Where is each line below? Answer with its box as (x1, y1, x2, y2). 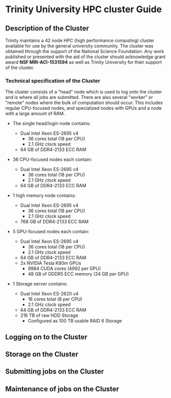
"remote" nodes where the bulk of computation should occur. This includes (5, 99, 163, 106)
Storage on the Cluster (5, 350, 79, 359)
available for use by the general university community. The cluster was (5, 43, 154, 49)
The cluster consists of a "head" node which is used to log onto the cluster (5, 89, 162, 95)
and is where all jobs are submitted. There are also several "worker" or (5, 94, 153, 101)
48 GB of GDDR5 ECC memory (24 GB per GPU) (27, 271, 129, 277)
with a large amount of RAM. (5, 111, 65, 117)
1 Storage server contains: (12, 281, 68, 287)
